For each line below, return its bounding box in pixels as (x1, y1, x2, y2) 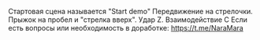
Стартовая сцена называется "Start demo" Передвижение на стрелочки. (8, 7, 254, 16)
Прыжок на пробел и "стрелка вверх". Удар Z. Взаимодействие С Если (8, 15, 248, 24)
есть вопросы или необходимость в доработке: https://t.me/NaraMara (8, 24, 244, 32)
